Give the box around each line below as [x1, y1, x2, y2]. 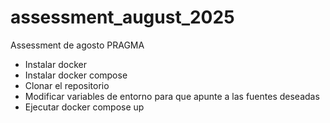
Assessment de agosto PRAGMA [10, 39, 145, 51]
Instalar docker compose [24, 69, 128, 81]
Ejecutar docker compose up [24, 101, 145, 113]
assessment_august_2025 [10, 6, 235, 29]
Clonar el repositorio [24, 79, 110, 91]
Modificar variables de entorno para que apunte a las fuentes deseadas [24, 90, 320, 102]
